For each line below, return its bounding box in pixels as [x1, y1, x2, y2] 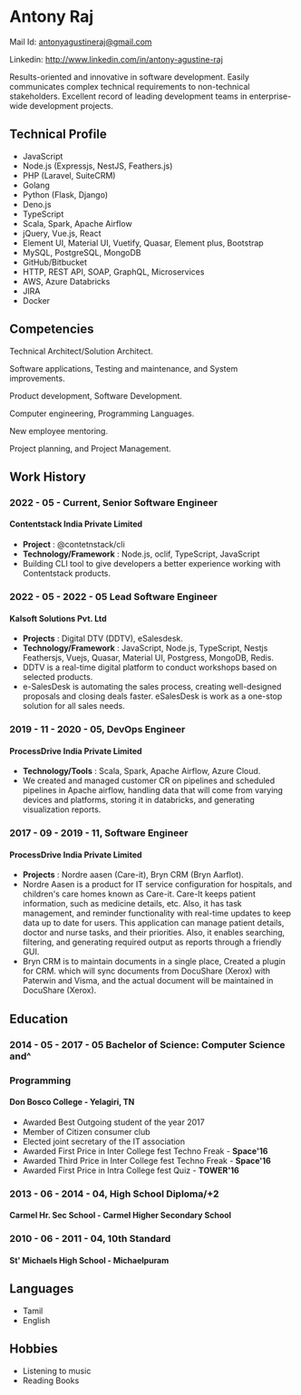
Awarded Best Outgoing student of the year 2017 [22, 1117, 206, 1128]
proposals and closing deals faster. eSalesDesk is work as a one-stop [22, 691, 283, 702]
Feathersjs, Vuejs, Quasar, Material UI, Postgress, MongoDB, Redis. [22, 653, 275, 664]
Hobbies [9, 1342, 59, 1357]
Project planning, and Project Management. [9, 442, 171, 454]
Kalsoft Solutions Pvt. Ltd [9, 613, 107, 624]
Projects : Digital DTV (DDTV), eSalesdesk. [22, 633, 184, 644]
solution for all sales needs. [22, 701, 125, 712]
